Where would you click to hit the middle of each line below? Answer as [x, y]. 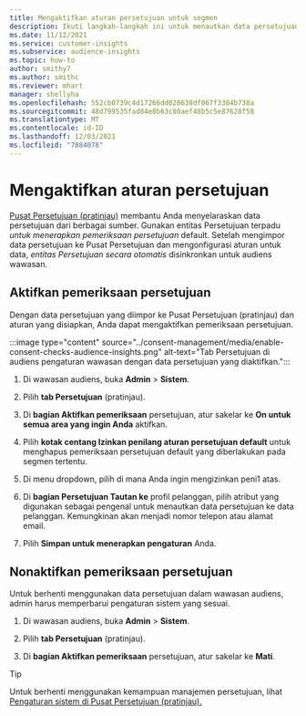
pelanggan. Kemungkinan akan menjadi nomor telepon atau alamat [148, 515]
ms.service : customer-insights [69, 43]
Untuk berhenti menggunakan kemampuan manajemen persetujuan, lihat [146, 692]
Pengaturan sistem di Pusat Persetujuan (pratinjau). [106, 701]
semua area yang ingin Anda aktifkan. [95, 424]
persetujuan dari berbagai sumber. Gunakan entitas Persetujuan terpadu [145, 225]
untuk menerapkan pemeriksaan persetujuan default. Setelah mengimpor [147, 234]
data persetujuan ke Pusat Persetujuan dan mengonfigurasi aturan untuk [145, 244]
